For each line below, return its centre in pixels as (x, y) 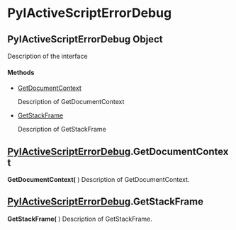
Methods (21, 72)
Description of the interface (47, 56)
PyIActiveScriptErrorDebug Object (85, 39)
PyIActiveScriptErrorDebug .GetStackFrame (106, 202)
